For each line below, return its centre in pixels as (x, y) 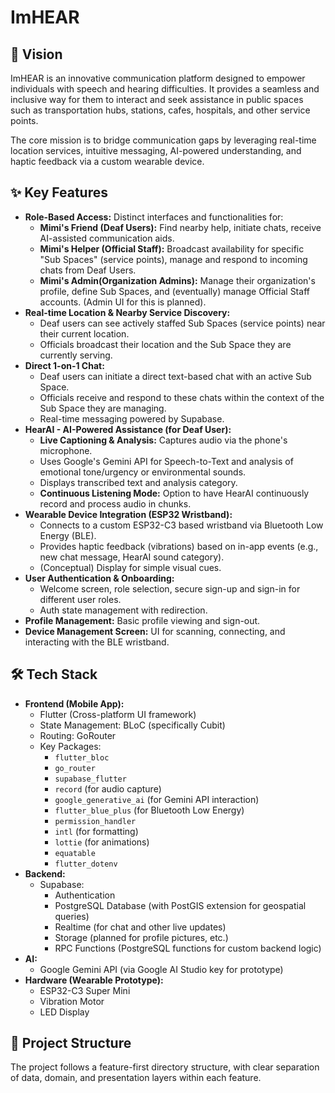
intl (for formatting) (96, 831)
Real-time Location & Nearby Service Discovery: (127, 312)
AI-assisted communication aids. (107, 238)
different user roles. (80, 599)
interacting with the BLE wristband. (97, 642)
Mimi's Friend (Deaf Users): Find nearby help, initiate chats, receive (180, 227)
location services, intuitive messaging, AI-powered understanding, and (156, 150)
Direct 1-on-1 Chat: (64, 365)
